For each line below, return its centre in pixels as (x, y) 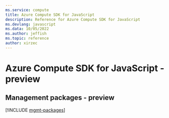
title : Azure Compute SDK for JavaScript (50, 15)
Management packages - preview (60, 98)
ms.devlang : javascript (31, 24)
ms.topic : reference (27, 39)
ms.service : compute (27, 10)
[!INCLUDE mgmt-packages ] (35, 110)
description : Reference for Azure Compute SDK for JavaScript (73, 19)
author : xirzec (21, 43)
